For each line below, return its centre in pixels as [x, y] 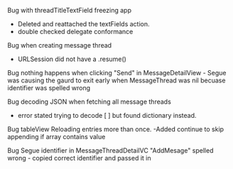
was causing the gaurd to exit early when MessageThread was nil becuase [116, 80]
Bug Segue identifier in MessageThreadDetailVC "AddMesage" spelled [110, 151]
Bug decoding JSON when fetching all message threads [90, 102]
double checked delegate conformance [75, 32]
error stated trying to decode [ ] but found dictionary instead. [107, 115]
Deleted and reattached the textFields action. [83, 24]
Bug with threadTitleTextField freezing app [69, 10]
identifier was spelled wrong [49, 88]
